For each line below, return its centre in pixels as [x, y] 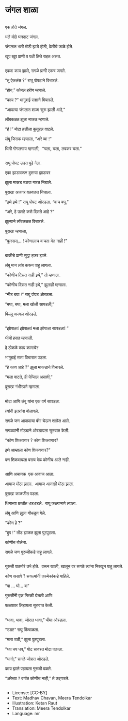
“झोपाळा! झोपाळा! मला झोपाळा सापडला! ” [37, 328]
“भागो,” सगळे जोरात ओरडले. [27, 659]
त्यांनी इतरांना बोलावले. [22, 411]
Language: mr [26, 714]
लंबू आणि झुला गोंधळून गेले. [25, 513]
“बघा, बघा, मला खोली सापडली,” [30, 304]
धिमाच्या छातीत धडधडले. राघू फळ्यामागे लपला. [41, 503]
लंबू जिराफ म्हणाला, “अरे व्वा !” [28, 139]
